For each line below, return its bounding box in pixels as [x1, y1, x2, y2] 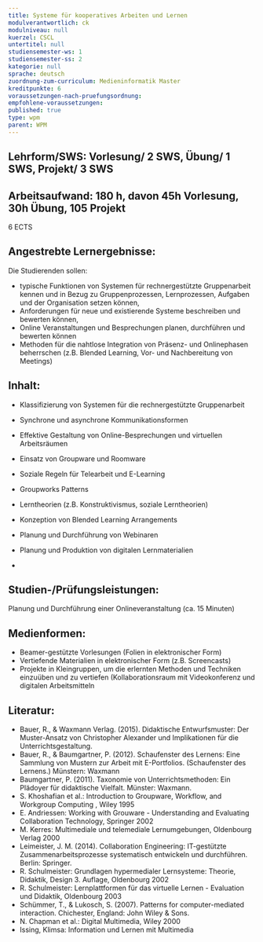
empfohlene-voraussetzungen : [8, 99, 104, 107]
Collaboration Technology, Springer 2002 [19, 816, 154, 826]
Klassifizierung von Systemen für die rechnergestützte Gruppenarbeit [19, 400, 245, 409]
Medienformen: [8, 626, 86, 640]
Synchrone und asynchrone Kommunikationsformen [19, 415, 188, 424]
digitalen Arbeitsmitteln [19, 681, 95, 691]
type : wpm [8, 114, 41, 122]
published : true [8, 107, 61, 115]
